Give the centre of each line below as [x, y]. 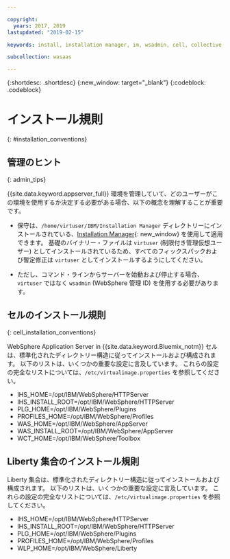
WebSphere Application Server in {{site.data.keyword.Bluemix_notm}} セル [112, 346]
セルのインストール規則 [56, 316]
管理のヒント [34, 162]
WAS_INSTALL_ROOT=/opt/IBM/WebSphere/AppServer [95, 431]
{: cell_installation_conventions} [52, 332]
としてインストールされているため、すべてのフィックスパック [119, 251]
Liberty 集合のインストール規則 [73, 462]
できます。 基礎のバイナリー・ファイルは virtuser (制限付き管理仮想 [114, 242]
